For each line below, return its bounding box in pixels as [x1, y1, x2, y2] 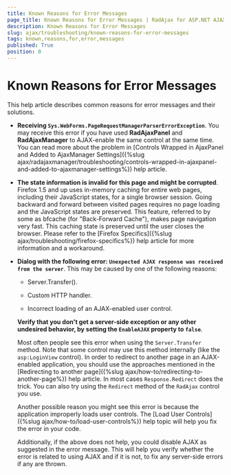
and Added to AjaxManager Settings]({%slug [16, 150, 145, 159]
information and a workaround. [16, 244, 105, 252]
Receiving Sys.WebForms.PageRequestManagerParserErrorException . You [16, 121, 219, 129]
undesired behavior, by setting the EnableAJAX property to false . [16, 325, 203, 333]
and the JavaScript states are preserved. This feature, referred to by [16, 207, 211, 216]
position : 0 [7, 49, 41, 56]
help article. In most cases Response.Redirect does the [68, 375, 223, 383]
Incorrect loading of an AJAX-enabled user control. [27, 304, 173, 312]
